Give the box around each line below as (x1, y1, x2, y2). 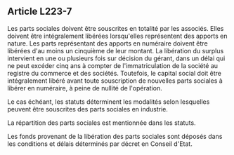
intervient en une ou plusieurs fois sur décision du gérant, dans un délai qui (7, 54, 226, 62)
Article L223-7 (7, 6, 72, 18)
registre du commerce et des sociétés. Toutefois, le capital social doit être (7, 69, 221, 77)
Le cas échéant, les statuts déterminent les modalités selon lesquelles (7, 97, 210, 106)
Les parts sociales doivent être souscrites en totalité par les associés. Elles (7, 24, 224, 32)
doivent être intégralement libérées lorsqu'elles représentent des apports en (7, 32, 228, 40)
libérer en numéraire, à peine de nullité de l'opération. (7, 83, 163, 92)
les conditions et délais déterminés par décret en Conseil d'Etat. (7, 140, 193, 148)
